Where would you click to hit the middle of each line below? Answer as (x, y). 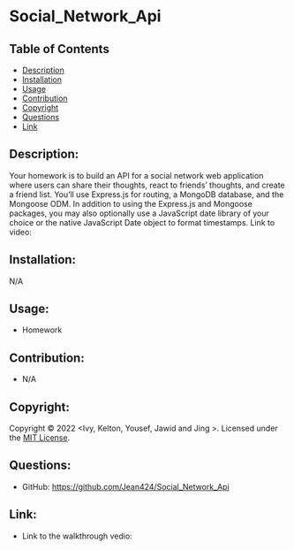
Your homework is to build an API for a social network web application (136, 175)
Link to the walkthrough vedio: (77, 536)
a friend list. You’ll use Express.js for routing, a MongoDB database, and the (147, 194)
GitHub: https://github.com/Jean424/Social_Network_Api (125, 486)
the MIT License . (40, 438)
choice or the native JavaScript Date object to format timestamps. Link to (142, 222)
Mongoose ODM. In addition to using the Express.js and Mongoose (131, 203)
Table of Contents (60, 49)
